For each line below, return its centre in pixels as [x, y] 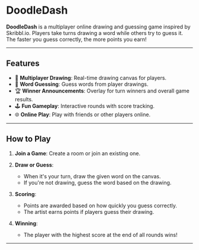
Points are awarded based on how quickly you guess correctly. [100, 206]
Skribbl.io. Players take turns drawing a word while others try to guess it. [95, 33]
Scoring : [25, 194]
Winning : [26, 223]
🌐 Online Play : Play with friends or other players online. [83, 114]
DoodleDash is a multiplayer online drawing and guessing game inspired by [98, 27]
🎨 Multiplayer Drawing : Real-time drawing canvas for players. [91, 78]
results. [24, 99]
